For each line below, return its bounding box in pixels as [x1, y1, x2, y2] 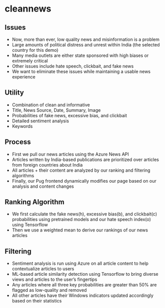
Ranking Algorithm [5, 198, 65, 206]
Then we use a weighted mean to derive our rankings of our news [12, 227, 148, 233]
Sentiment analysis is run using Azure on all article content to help [12, 260, 149, 267]
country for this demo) [12, 47, 59, 53]
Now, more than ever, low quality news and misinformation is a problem [12, 36, 160, 42]
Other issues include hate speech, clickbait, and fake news [12, 63, 134, 69]
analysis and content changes [12, 183, 74, 189]
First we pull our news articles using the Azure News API [12, 151, 129, 157]
